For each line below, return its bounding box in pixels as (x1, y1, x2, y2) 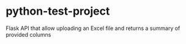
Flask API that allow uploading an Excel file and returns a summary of (6, 24, 180, 32)
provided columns (6, 31, 51, 38)
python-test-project (6, 4, 110, 18)
